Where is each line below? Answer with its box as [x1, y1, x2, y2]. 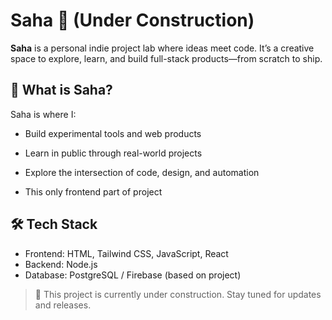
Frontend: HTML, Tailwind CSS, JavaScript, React [24, 247, 229, 259]
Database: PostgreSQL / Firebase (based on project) [24, 269, 242, 281]
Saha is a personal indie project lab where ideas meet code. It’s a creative [10, 42, 315, 54]
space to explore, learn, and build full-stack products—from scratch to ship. [10, 52, 323, 64]
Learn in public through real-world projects [24, 147, 203, 159]
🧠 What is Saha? [10, 82, 113, 99]
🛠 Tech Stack [10, 216, 98, 233]
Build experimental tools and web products [24, 127, 202, 139]
